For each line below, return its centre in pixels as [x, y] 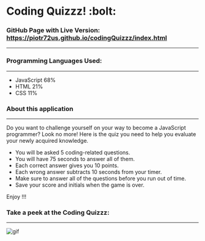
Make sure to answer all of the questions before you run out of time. [101, 179]
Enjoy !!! [16, 197]
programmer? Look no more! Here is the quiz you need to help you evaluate [101, 134]
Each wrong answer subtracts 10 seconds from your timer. [88, 172]
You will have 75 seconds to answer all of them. [75, 159]
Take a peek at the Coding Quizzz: [58, 213]
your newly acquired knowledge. [47, 141]
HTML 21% [29, 86]
